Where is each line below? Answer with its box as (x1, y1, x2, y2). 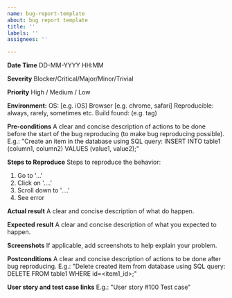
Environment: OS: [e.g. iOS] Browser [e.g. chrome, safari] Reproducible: (7, 101, 214, 110)
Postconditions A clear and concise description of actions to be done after (7, 255, 222, 263)
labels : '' (7, 29, 39, 37)
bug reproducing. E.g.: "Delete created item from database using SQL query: (7, 262, 226, 271)
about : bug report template (7, 17, 89, 24)
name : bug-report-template (7, 10, 85, 17)
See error (17, 194, 45, 202)
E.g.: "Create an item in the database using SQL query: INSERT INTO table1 (7, 137, 221, 146)
